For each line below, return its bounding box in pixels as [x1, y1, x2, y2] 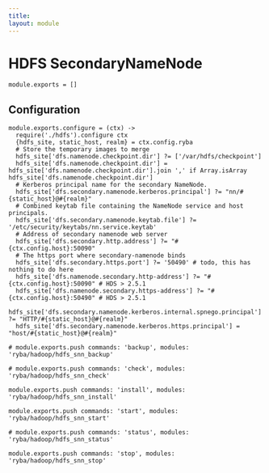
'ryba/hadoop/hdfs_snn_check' [8, 372, 111, 380]
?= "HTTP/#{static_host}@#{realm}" [8, 315, 128, 323]
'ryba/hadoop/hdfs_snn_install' [8, 393, 117, 401]
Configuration [8, 103, 81, 116]
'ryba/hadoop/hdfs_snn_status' [8, 436, 114, 444]
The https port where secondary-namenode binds [23, 251, 186, 260]
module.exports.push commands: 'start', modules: [8, 408, 179, 416]
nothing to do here [8, 266, 74, 274]
